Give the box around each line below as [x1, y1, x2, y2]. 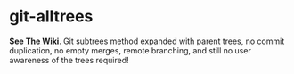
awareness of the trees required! [9, 54, 129, 65]
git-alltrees [9, 6, 94, 27]
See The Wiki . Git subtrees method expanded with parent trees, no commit [9, 36, 285, 46]
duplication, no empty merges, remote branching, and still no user [9, 45, 251, 55]
